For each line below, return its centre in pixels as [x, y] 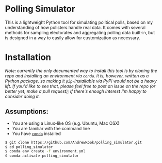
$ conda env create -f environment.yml [45, 151]
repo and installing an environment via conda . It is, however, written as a [77, 75]
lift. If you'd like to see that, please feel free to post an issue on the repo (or [80, 86]
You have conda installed [36, 133]
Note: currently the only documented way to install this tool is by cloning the [81, 71]
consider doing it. [23, 96]
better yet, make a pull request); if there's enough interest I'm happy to [76, 91]
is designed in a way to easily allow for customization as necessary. [73, 38]
